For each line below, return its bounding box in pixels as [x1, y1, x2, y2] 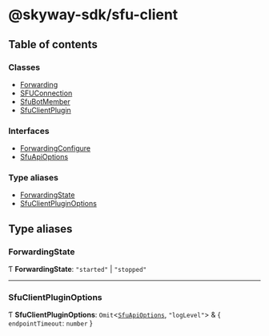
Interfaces [8, 125, 50, 136]
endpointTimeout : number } [8, 318, 94, 328]
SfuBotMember [19, 96, 70, 106]
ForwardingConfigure [19, 144, 90, 153]
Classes [8, 62, 41, 73]
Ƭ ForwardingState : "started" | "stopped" [8, 265, 147, 274]
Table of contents [8, 38, 98, 51]
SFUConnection [19, 88, 73, 98]
